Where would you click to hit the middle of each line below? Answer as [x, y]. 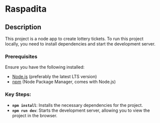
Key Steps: [18, 95]
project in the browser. [35, 115]
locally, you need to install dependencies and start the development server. [80, 44]
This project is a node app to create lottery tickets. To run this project [74, 39]
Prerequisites [21, 56]
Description [23, 27]
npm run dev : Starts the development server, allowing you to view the [81, 110]
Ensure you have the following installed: [45, 67]
